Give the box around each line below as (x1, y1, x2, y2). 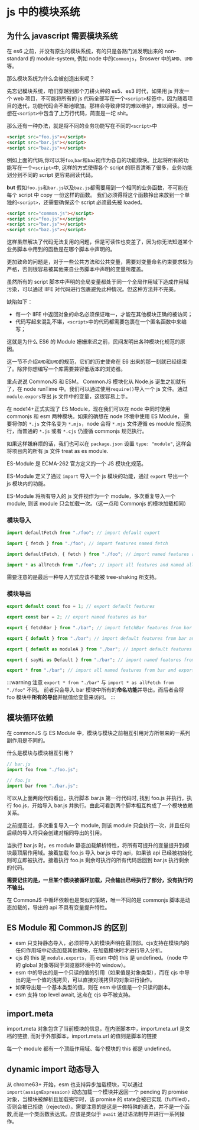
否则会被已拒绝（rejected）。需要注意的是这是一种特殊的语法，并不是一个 (6, 1103, 185, 1110)
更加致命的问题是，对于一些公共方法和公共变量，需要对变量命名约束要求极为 (6, 258, 193, 265)
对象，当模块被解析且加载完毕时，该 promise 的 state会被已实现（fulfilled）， (6, 1096, 193, 1103)
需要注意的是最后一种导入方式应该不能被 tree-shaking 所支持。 (6, 573, 160, 580)
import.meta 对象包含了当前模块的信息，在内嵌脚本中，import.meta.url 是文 (6, 1025, 191, 1032)
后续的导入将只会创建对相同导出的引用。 (6, 829, 105, 836)
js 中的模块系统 (6, 5, 80, 19)
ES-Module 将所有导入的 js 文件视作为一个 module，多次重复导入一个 (6, 493, 176, 500)
